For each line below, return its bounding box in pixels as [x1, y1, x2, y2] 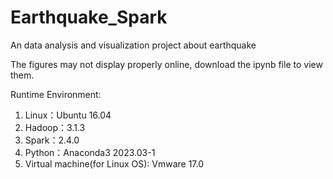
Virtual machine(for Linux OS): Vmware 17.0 [24, 157, 205, 170]
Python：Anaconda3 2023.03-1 [24, 146, 156, 158]
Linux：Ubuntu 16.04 [24, 109, 112, 121]
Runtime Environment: [10, 88, 102, 100]
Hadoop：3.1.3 [24, 121, 86, 133]
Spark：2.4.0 [24, 134, 80, 146]
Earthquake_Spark [10, 6, 168, 29]
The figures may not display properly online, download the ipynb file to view [10, 58, 323, 70]
